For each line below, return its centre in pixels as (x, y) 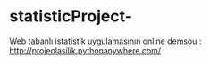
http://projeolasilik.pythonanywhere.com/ (85, 50)
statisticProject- (71, 16)
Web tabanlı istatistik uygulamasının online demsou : (105, 41)
